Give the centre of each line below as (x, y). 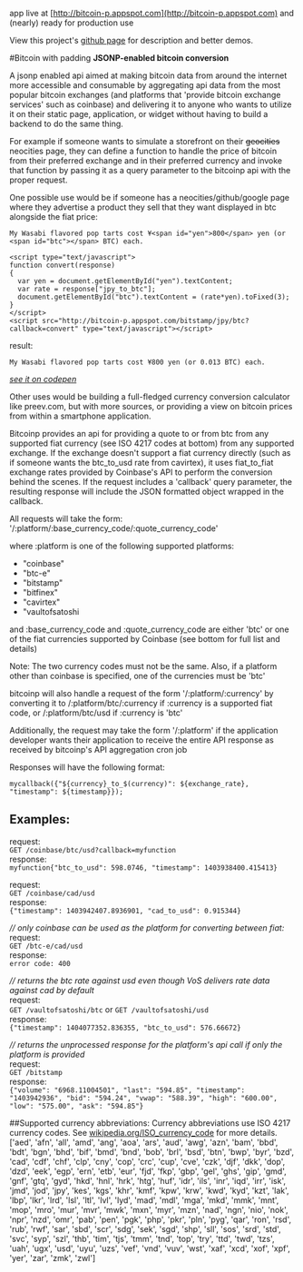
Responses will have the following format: (87, 767)
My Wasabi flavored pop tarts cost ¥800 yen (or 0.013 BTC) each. (137, 362)
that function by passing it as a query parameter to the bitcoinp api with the (150, 170)
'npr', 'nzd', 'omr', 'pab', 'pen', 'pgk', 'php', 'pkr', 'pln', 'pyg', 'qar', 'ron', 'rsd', (151, 1219)
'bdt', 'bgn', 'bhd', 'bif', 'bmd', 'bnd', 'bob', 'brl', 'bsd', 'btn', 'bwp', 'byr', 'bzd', (152, 1151)
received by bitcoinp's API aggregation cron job (98, 749)
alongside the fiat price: (54, 217)
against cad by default (52, 990)
